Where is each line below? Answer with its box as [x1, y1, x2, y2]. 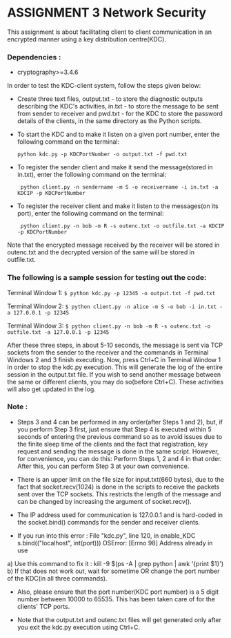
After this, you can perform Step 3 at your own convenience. [17, 462, 190, 470]
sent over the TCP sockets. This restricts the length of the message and [17, 489, 221, 498]
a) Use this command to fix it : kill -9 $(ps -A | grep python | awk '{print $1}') [7, 559, 224, 567]
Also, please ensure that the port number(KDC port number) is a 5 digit [17, 588, 219, 596]
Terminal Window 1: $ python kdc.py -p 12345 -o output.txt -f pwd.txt [7, 288, 216, 297]
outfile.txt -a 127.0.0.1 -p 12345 [7, 328, 110, 336]
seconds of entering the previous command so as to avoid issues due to [17, 432, 223, 440]
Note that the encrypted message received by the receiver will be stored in [7, 241, 220, 250]
